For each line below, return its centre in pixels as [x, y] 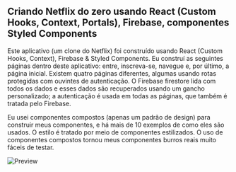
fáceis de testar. [31, 147]
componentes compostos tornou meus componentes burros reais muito [112, 139]
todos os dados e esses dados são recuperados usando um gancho [106, 88]
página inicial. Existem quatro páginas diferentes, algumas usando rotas [112, 73]
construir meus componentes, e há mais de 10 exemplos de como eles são [116, 125]
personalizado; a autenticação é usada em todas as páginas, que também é [117, 96]
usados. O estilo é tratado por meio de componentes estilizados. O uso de [115, 132]
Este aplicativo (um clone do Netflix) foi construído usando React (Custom [115, 51]
